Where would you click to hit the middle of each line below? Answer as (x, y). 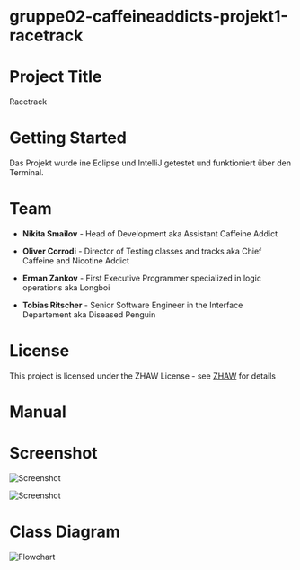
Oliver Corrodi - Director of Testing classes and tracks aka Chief (142, 251)
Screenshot (53, 454)
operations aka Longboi (66, 288)
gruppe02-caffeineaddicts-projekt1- (149, 17)
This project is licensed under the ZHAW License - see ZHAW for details (143, 376)
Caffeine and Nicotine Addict (76, 261)
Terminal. (26, 173)
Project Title (56, 77)
